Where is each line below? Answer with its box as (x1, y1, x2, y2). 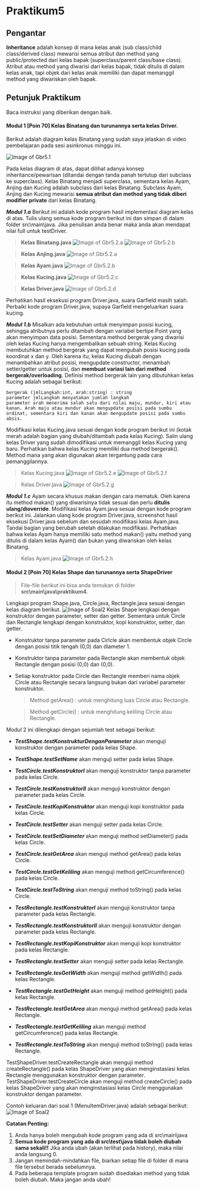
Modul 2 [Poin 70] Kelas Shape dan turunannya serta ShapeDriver (6, 568, 173, 575)
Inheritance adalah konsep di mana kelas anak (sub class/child (6, 44, 162, 51)
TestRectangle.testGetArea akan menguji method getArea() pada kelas (14, 1005, 192, 1012)
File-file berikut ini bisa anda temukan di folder (20, 582, 136, 589)
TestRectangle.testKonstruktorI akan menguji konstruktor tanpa (14, 904, 175, 911)
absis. (6, 416, 23, 422)
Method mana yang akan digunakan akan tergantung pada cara (6, 452, 162, 459)
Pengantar (6, 28, 47, 38)
